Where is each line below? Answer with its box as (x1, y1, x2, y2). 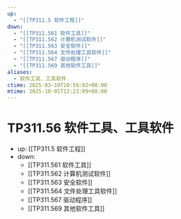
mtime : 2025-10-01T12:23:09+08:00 (7, 88, 108, 95)
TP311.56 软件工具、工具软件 (7, 120, 174, 136)
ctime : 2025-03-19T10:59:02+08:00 (7, 82, 108, 89)
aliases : (7, 68, 33, 75)
